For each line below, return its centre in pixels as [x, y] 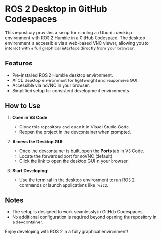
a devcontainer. [28, 222]
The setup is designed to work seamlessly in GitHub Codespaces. [78, 212]
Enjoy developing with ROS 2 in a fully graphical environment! [66, 232]
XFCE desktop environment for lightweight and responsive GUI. [75, 80]
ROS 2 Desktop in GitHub [56, 9]
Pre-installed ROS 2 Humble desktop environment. [62, 75]
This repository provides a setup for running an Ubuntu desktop [69, 32]
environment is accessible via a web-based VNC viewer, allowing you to [77, 43]
